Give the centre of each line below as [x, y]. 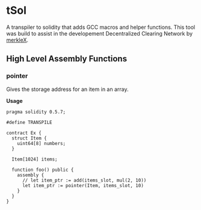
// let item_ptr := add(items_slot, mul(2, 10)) [84, 180]
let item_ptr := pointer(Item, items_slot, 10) [83, 185]
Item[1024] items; [35, 159]
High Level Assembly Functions [67, 59]
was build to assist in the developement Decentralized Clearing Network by [100, 33]
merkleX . [17, 40]
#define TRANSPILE [29, 122]
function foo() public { [43, 170]
